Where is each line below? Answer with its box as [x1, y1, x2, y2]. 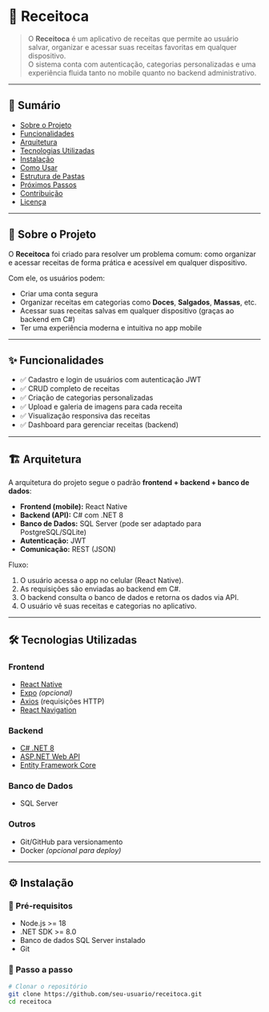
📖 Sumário [8, 99, 62, 112]
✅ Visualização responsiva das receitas [19, 411, 151, 421]
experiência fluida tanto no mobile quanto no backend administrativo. [27, 67, 257, 77]
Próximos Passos [19, 180, 78, 190]
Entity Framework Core [19, 761, 96, 770]
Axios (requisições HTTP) [19, 696, 105, 706]
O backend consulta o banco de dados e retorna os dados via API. [19, 593, 239, 602]
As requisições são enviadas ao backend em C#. [19, 584, 182, 594]
